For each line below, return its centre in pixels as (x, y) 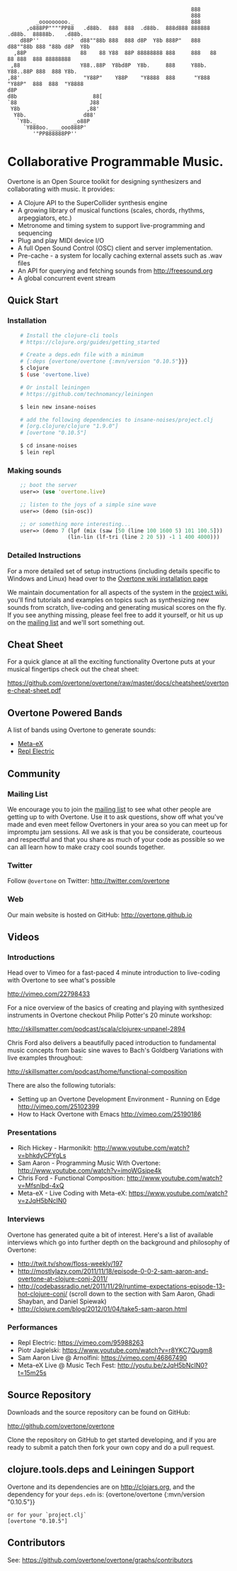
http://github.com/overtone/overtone (61, 1425)
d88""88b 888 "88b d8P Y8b (49, 47)
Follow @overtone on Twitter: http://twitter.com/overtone (88, 881)
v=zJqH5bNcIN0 (42, 1201)
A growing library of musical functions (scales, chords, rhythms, (111, 210)
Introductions (31, 957)
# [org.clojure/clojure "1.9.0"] (69, 426)
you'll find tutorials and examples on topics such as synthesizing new (109, 600)
